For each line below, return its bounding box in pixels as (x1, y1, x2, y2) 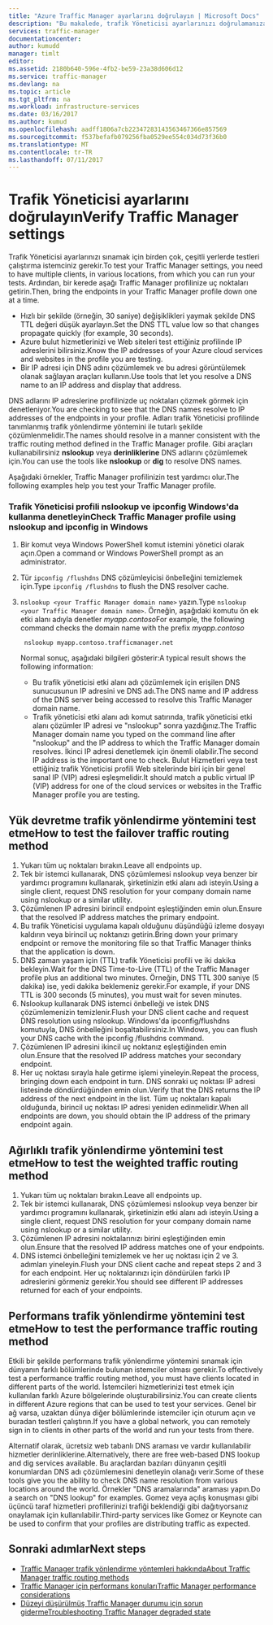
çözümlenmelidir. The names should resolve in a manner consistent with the (8, 430, 261, 440)
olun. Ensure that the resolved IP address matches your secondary (19, 1051, 241, 1061)
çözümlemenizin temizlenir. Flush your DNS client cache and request (19, 1008, 249, 1017)
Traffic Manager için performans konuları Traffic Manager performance (19, 1581, 257, 1591)
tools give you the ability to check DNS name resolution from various (8, 1475, 238, 1485)
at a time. (8, 295, 40, 305)
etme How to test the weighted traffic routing (8, 1156, 239, 1170)
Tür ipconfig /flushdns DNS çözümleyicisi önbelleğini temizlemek (19, 573, 243, 582)
